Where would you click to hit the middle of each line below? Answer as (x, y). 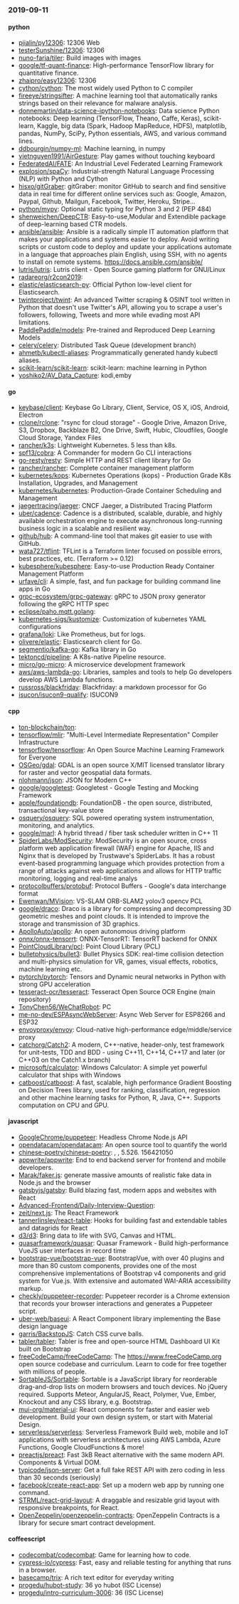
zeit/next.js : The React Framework (69, 1213)
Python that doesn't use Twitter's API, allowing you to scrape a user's (120, 307)
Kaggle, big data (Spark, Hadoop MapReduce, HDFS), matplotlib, (132, 126)
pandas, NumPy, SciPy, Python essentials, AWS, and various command (122, 134)
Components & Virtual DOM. (60, 1462)
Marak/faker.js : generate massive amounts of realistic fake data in (115, 1175)
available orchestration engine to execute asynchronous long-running (120, 521)
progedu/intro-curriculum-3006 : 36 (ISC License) (91, 1593)
